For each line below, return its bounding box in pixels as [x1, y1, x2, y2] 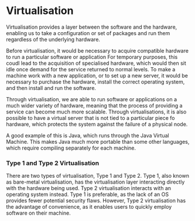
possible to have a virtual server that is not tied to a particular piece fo [6, 114, 175, 121]
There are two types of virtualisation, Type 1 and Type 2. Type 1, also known [6, 172, 189, 179]
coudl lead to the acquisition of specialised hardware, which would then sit [6, 60, 186, 67]
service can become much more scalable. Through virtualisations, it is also [6, 108, 187, 115]
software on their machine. [6, 209, 71, 217]
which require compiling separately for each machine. [6, 144, 136, 151]
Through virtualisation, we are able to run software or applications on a [6, 95, 177, 103]
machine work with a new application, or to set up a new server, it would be [6, 72, 189, 79]
